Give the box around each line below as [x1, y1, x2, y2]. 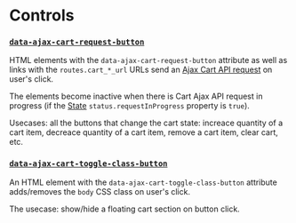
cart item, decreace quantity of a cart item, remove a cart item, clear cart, [9, 127, 278, 138]
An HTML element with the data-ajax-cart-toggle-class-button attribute [9, 177, 277, 187]
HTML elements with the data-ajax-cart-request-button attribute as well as [9, 55, 288, 66]
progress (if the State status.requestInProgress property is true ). [9, 100, 251, 111]
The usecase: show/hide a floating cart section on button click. [9, 203, 240, 214]
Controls [9, 5, 75, 26]
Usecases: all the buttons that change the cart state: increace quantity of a [9, 117, 283, 129]
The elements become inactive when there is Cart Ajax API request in [9, 91, 263, 102]
